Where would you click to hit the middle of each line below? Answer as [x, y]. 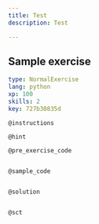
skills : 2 [24, 101]
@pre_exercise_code [40, 150]
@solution [24, 192]
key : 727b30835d [35, 108]
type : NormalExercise [44, 79]
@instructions [31, 123]
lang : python [29, 87]
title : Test [27, 15]
